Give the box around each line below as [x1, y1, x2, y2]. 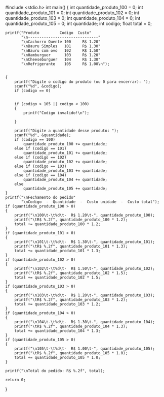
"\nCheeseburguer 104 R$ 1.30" [21, 57, 101, 62]
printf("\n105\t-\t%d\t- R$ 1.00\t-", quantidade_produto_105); [14, 346, 155, 351]
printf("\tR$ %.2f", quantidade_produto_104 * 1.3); [14, 324, 128, 329]
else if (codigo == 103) [14, 164, 67, 169]
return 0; [5, 377, 26, 382]
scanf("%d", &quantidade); [14, 133, 71, 138]
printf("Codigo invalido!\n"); [23, 110, 90, 115]
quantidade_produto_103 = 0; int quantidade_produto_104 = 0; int [5, 15, 141, 21]
